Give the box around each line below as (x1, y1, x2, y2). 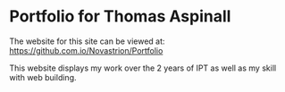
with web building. (9, 71, 78, 82)
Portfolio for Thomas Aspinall (9, 6, 231, 27)
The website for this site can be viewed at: (9, 36, 165, 46)
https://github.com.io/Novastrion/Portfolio (9, 45, 163, 55)
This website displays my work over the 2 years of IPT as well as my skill (9, 63, 277, 73)
